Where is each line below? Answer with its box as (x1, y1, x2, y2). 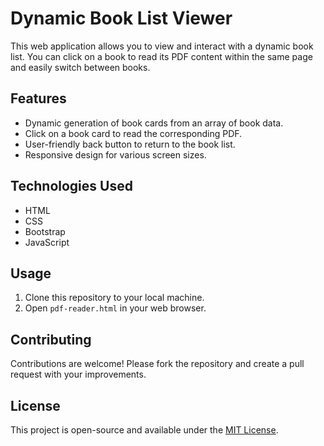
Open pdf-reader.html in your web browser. (24, 302, 207, 314)
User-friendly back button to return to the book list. (24, 138, 236, 150)
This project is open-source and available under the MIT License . (10, 424, 279, 436)
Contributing (10, 331, 92, 348)
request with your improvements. (10, 368, 147, 381)
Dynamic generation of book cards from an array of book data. (24, 117, 284, 129)
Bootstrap (24, 225, 66, 237)
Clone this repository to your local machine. (24, 292, 205, 304)
